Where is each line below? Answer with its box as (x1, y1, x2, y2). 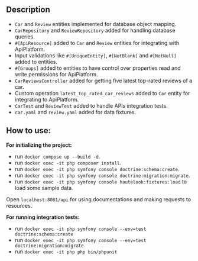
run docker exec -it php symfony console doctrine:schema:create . (14, 165, 180, 172)
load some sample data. (14, 184, 73, 191)
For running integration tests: (6, 213, 80, 221)
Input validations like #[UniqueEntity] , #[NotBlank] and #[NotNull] (14, 51, 177, 59)
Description (6, 5, 50, 15)
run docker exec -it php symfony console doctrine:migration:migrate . (14, 172, 190, 179)
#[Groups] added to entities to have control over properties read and (14, 65, 181, 72)
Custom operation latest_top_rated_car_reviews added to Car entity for (14, 89, 190, 96)
